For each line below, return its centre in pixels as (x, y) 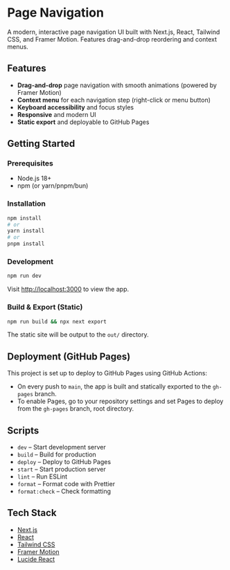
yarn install (26, 231)
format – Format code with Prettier (66, 484)
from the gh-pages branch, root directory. (76, 409)
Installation (27, 204)
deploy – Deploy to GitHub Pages (64, 462)
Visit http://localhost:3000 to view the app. (68, 290)
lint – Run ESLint (42, 477)
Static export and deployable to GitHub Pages (83, 122)
